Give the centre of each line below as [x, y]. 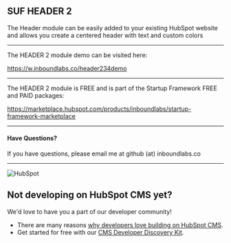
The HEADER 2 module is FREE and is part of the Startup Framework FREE [112, 88]
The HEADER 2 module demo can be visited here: [77, 55]
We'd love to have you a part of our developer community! [89, 211]
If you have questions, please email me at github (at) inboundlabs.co [104, 154]
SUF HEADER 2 [40, 11]
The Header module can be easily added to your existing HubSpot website [113, 28]
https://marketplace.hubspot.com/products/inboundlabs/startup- [99, 109]
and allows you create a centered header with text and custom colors [105, 35]
